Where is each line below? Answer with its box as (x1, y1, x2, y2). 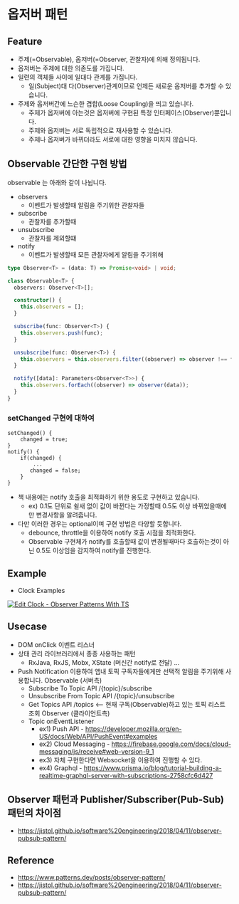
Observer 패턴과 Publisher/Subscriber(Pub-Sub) (7, 794, 225, 806)
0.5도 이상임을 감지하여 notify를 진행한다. (36, 546, 152, 555)
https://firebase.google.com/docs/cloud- (111, 740, 232, 748)
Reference (7, 854, 55, 866)
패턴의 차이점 (7, 807, 62, 819)
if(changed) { (20, 455, 62, 462)
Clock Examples (17, 586, 65, 594)
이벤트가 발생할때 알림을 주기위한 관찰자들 (28, 201, 145, 209)
